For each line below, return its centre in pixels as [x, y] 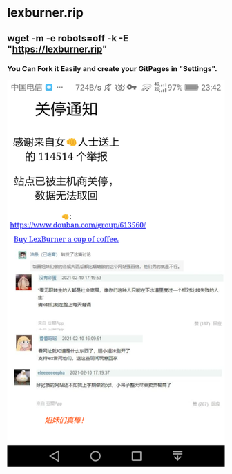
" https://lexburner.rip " [57, 49]
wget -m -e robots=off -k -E [68, 38]
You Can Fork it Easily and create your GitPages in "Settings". [112, 68]
